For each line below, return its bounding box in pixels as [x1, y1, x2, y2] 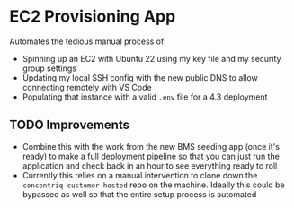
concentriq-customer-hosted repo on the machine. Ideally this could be [22, 179, 285, 190]
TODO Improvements [9, 117, 130, 133]
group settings [22, 63, 76, 74]
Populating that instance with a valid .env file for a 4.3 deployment [22, 91, 268, 102]
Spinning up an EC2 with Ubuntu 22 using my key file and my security [22, 53, 281, 64]
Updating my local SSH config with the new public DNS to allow [22, 72, 258, 82]
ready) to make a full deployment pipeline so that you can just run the [22, 151, 281, 161]
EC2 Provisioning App [9, 6, 176, 27]
